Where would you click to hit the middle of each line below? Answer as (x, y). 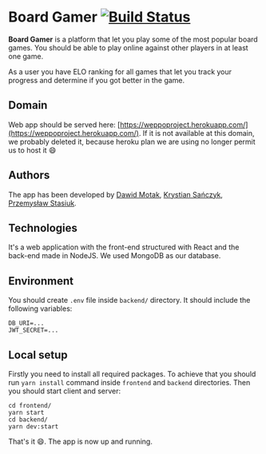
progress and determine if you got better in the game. (97, 80)
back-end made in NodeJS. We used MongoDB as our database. (115, 256)
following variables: (40, 309)
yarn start (26, 412)
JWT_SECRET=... (34, 331)
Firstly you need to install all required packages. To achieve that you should (132, 374)
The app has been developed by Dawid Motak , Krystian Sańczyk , (116, 194)
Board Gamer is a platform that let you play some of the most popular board (133, 39)
